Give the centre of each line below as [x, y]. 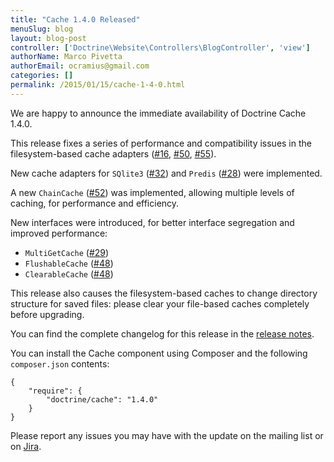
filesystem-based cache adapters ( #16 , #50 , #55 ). [113, 153]
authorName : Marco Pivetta [66, 57]
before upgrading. [47, 314]
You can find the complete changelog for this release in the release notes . [162, 333]
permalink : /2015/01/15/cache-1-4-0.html [98, 85]
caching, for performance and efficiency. [95, 203]
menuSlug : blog [42, 29]
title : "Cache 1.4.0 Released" [75, 19]
